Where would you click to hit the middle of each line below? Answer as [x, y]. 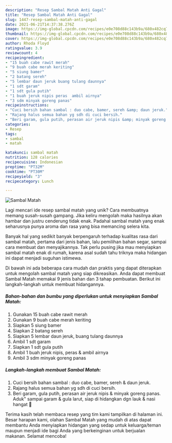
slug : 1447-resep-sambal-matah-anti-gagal [51, 19]
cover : [12, 39]
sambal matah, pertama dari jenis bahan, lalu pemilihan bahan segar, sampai [86, 242]
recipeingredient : [25, 58]
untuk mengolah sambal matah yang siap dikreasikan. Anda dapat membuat [85, 273]
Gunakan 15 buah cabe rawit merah [50, 314]
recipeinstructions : [27, 106]
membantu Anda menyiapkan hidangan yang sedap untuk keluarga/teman [83, 425]
